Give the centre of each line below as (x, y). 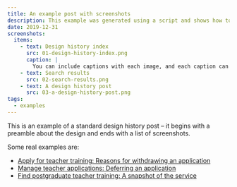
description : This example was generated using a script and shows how (115, 20)
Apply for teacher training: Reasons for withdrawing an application (114, 160)
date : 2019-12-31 (33, 27)
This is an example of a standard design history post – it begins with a (109, 126)
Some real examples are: (43, 147)
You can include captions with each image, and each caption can (131, 66)
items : (23, 40)
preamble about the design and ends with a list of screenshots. (99, 133)
